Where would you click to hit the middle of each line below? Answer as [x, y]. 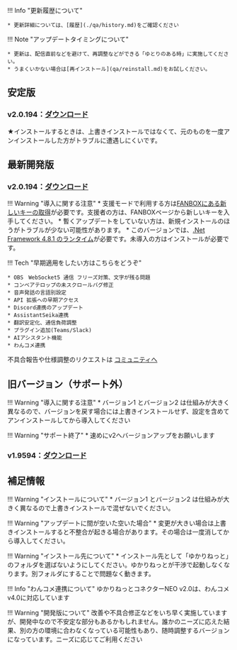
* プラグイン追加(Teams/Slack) [50, 331]
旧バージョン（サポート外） [68, 384]
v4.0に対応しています [39, 597]
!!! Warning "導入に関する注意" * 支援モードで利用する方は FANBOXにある [114, 204]
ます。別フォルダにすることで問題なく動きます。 [84, 573]
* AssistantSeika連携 [38, 315]
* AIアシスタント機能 [35, 338]
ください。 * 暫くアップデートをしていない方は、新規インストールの [125, 221]
